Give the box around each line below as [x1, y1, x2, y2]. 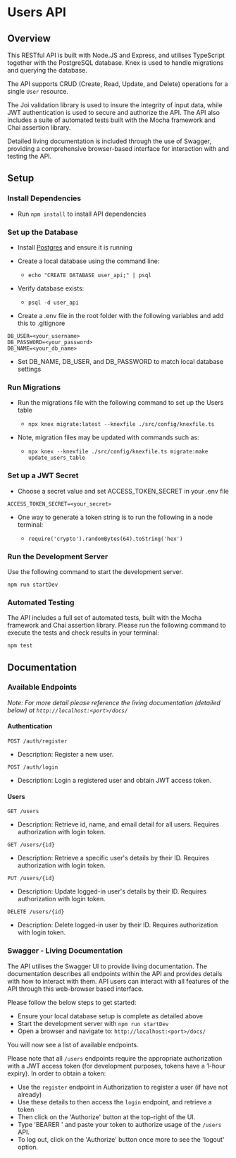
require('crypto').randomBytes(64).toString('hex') [27, 535, 183, 542]
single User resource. [7, 87, 69, 95]
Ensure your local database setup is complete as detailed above [17, 1011, 204, 1020]
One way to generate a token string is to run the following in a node [17, 513, 213, 521]
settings [17, 365, 42, 373]
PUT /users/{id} [7, 875, 55, 882]
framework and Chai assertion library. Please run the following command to [7, 621, 227, 630]
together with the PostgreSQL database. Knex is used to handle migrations [7, 59, 224, 67]
